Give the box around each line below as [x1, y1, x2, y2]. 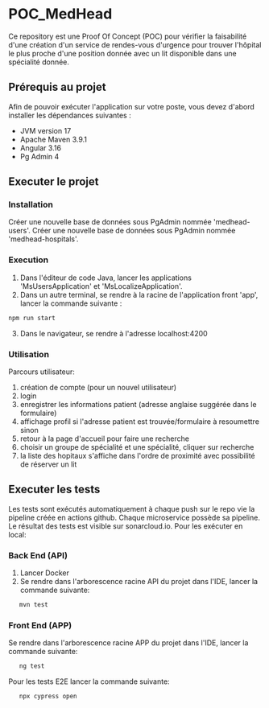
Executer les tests [8, 483, 101, 496]
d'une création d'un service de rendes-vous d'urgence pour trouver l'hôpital [8, 39, 262, 49]
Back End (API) [8, 550, 68, 561]
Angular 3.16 [19, 142, 62, 153]
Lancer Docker [19, 568, 70, 578]
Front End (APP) [8, 619, 72, 631]
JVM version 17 [19, 126, 72, 135]
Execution [8, 254, 49, 265]
